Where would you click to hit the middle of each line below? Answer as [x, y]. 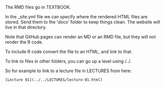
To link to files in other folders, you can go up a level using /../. [68, 61]
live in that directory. [26, 27]
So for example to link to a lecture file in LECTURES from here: [68, 71]
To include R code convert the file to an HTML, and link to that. [69, 52]
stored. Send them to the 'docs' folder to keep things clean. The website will [83, 22]
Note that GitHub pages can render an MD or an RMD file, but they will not [81, 37]
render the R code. [24, 42]
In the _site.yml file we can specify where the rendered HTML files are [76, 17]
